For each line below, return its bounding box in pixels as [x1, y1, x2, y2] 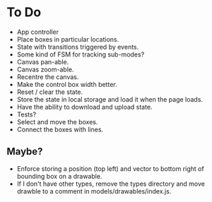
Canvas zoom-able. [16, 65, 74, 73]
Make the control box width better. [16, 80, 117, 88]
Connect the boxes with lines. [16, 125, 104, 133]
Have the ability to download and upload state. [16, 102, 153, 111]
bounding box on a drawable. [16, 172, 102, 180]
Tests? [16, 110, 37, 119]
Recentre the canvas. [16, 72, 79, 81]
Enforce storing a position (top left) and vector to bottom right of [16, 164, 204, 173]
